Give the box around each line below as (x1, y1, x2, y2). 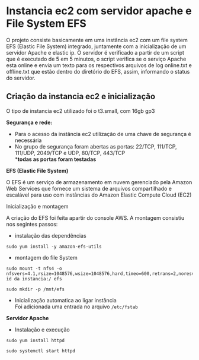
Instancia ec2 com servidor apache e (6, 4, 192, 18)
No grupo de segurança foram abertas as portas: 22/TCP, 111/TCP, (14, 143, 177, 150)
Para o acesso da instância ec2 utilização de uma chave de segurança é (14, 130, 191, 137)
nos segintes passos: (6, 220, 58, 228)
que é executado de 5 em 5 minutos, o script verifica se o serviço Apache (6, 55, 187, 62)
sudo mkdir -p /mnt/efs (6, 286, 65, 292)
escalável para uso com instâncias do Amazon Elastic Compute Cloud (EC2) (6, 191, 192, 198)
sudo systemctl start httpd (6, 348, 76, 354)
